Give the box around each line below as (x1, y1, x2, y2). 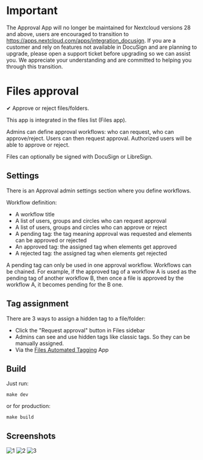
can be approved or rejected (15, 236, 87, 244)
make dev (6, 392, 29, 398)
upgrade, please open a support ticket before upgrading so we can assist (6, 49, 191, 57)
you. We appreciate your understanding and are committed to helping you (6, 56, 192, 64)
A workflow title (15, 210, 55, 217)
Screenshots (6, 431, 56, 441)
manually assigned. (15, 340, 64, 347)
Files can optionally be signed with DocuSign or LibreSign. (6, 153, 153, 160)
